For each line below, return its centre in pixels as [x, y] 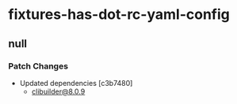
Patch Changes [38, 66]
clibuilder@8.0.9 [58, 91]
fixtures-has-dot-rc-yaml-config [119, 15]
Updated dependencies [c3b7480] [76, 83]
